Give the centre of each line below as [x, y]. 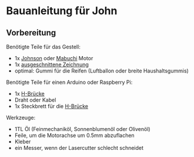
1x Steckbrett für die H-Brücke [51, 106]
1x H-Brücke [30, 94]
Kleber [23, 142]
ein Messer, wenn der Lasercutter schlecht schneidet [79, 148]
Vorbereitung [31, 33]
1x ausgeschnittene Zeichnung [52, 64]
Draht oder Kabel [35, 100]
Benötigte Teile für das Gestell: [43, 47]
